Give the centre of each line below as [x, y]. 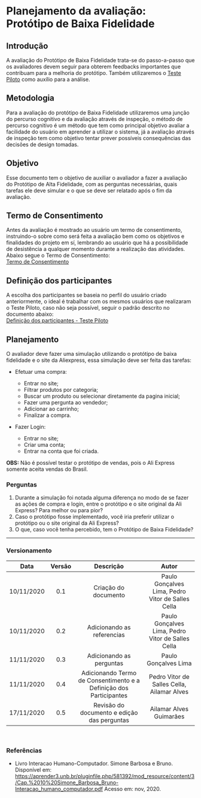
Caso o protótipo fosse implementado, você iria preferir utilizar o [95, 517]
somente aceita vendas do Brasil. [47, 469]
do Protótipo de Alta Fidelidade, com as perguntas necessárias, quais [92, 184]
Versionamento [29, 551]
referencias [109, 634]
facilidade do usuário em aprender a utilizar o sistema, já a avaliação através [100, 132]
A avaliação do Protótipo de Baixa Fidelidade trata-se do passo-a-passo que [100, 60]
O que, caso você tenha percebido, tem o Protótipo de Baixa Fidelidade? [104, 530]
